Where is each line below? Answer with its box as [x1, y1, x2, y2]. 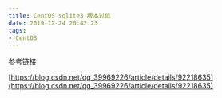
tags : [8, 26, 26, 34]
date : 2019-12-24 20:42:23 [8, 19, 98, 27]
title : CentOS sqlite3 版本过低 [8, 11, 112, 20]
